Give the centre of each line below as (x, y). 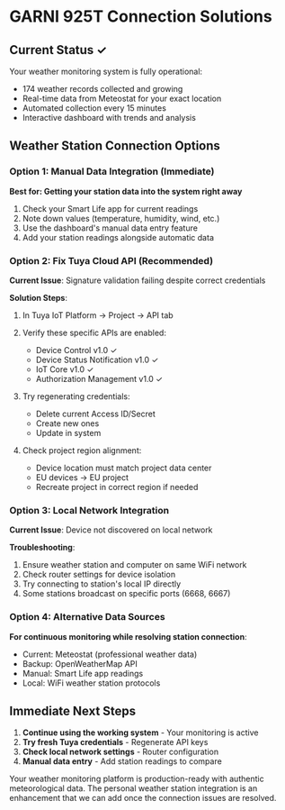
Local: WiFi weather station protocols (91, 683)
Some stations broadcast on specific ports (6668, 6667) (126, 594)
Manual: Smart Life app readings (83, 673)
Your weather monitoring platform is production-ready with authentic (137, 779)
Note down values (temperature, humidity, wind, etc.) (121, 218)
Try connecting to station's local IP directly (102, 584)
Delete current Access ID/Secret (95, 414)
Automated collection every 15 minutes (94, 108)
